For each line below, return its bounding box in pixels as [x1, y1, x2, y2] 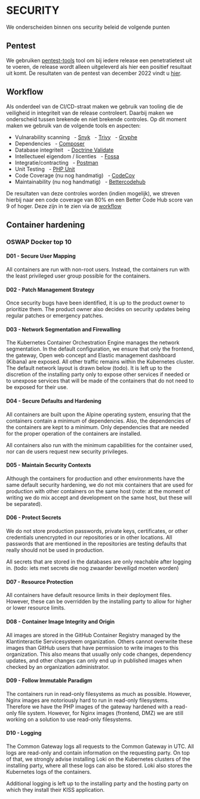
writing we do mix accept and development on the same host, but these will [6, 494, 192, 501]
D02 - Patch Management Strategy [6, 286, 94, 293]
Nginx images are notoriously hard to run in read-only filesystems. [6, 697, 169, 704]
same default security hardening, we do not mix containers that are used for [6, 481, 193, 489]
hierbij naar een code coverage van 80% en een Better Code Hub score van [6, 196, 193, 203]
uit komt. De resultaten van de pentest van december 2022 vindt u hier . [6, 70, 182, 77]
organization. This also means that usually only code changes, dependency [6, 650, 192, 658]
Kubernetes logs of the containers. [6, 768, 91, 775]
